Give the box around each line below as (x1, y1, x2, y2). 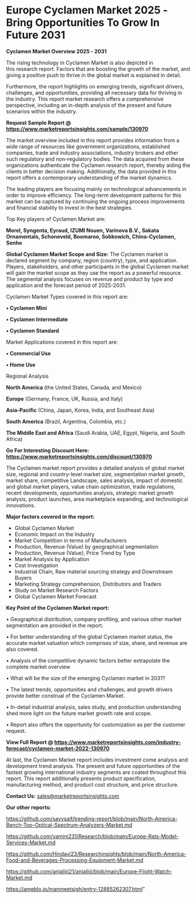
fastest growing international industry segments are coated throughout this (6, 769, 187, 776)
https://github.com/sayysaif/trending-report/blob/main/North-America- (6, 815, 178, 822)
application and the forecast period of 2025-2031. (6, 282, 127, 289)
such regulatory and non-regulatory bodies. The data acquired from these (6, 155, 184, 162)
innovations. (6, 501, 36, 508)
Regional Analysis (6, 373, 49, 380)
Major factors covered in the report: (6, 513, 95, 520)
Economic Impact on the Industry (14, 531, 95, 538)
